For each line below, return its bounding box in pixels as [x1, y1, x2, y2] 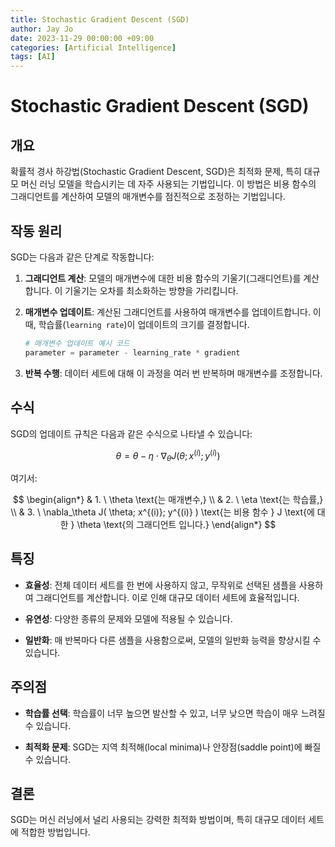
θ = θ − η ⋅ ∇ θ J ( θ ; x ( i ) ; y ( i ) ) [115, 447, 221, 463]
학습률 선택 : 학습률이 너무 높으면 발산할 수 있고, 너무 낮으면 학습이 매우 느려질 [24, 707, 326, 719]
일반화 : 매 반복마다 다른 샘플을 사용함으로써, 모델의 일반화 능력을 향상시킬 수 [24, 634, 322, 646]
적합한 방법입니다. [20, 826, 91, 838]
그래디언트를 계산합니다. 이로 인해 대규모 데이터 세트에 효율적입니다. [35, 591, 300, 603]
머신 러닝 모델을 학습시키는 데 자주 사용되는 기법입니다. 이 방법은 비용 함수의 [20, 178, 317, 190]
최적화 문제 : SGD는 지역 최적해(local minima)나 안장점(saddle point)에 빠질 [24, 741, 322, 753]
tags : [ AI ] [10, 52, 56, 62]
